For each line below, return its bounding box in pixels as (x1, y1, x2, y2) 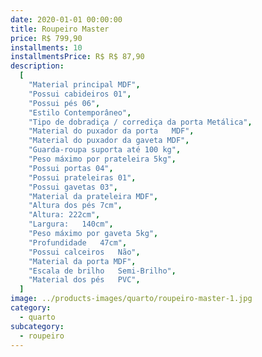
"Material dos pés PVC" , (28, 275, 141, 285)
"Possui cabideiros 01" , (28, 89, 132, 99)
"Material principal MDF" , (28, 80, 141, 90)
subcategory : (10, 321, 65, 331)
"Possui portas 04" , (28, 163, 114, 173)
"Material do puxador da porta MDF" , (28, 126, 195, 136)
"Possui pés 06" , (28, 98, 101, 108)
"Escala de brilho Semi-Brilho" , (28, 266, 177, 276)
